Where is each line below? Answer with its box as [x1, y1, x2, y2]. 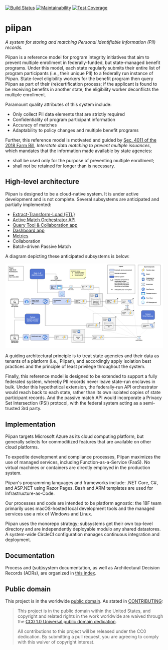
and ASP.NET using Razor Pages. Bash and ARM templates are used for [5, 485, 153, 491]
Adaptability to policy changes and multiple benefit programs [12, 127, 139, 133]
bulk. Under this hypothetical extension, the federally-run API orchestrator [5, 384, 158, 390]
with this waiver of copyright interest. [17, 639, 95, 645]
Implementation [5, 420, 56, 428]
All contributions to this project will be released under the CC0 [17, 628, 146, 634]
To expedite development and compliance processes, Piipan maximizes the [5, 454, 161, 460]
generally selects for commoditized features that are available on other [5, 439, 151, 445]
